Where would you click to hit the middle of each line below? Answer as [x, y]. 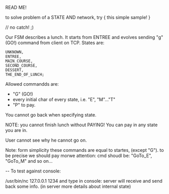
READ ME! [16, 7]
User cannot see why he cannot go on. [46, 140]
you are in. [16, 130]
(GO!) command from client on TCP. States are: [55, 43]
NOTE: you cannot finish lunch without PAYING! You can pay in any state [81, 125]
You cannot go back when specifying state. [51, 115]
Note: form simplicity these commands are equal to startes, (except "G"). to [85, 150]
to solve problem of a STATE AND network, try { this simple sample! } [78, 17]
